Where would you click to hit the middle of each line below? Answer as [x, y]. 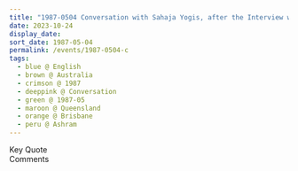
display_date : [35, 34]
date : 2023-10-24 [41, 26]
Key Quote [28, 150]
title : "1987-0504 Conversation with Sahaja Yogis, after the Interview [146, 17]
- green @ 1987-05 [51, 100]
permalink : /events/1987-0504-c [69, 51]
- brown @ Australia [55, 75]
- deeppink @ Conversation [67, 91]
